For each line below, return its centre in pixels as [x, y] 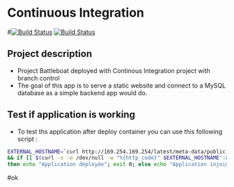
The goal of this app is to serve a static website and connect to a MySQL [122, 86]
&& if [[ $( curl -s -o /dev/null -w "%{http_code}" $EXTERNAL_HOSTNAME [113, 158]
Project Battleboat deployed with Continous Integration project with [114, 70]
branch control [39, 78]
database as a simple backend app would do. [82, 92]
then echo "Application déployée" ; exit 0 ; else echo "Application [107, 165]
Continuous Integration [76, 13]
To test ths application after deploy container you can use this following [120, 131]
